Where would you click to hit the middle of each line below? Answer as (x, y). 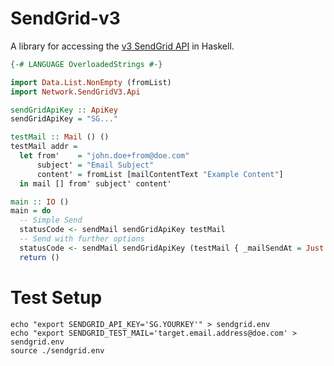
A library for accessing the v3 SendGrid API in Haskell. (122, 46)
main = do (31, 211)
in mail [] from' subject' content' (95, 183)
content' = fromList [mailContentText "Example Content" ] (160, 174)
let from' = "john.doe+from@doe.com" (104, 156)
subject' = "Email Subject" (95, 165)
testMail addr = (44, 147)
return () (39, 257)
